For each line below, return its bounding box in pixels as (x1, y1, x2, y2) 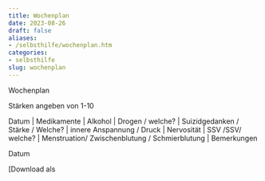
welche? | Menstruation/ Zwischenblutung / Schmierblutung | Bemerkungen (8, 133, 258, 143)
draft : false (8, 26, 52, 34)
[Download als (8, 164, 56, 174)
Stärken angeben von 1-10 (8, 100, 94, 110)
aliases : (8, 33, 38, 42)
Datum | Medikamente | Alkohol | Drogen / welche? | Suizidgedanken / (8, 116, 239, 126)
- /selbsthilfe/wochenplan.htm (8, 41, 113, 49)
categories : (8, 49, 48, 57)
